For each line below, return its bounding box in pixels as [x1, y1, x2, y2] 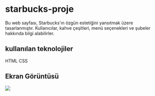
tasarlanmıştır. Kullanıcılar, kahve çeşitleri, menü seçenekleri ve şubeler [5, 25, 151, 31]
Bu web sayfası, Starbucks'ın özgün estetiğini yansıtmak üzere [5, 20, 133, 26]
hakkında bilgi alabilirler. [5, 30, 55, 36]
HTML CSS [5, 58, 28, 64]
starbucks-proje [5, 3, 74, 15]
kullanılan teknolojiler [5, 45, 74, 53]
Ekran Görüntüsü [5, 72, 59, 81]
